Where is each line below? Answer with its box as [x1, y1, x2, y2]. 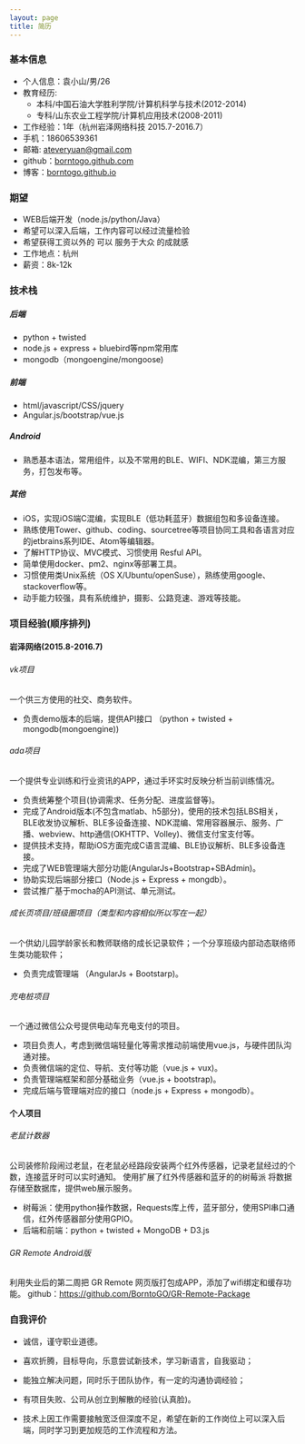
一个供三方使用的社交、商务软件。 [9, 694, 137, 705]
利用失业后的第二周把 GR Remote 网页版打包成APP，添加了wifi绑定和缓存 [9, 1277, 284, 1288]
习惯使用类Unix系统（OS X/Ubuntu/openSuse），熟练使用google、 [22, 569, 271, 580]
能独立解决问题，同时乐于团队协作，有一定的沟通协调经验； [22, 1374, 246, 1385]
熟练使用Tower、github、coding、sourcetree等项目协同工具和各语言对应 [22, 524, 295, 535]
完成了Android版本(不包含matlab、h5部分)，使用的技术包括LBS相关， [22, 806, 283, 816]
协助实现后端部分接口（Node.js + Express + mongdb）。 [22, 874, 231, 885]
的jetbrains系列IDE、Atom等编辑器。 [22, 535, 160, 546]
